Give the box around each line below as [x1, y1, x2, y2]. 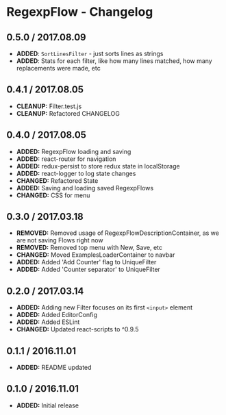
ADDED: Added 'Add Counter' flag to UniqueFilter [16, 258, 157, 266]
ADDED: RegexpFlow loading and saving [16, 147, 131, 155]
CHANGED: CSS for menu [16, 191, 90, 199]
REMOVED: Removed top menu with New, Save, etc [16, 244, 162, 252]
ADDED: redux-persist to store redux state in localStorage [16, 162, 180, 170]
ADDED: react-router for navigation [16, 155, 116, 163]
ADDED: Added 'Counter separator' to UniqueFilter [16, 265, 160, 274]
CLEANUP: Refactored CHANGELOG [16, 109, 121, 117]
